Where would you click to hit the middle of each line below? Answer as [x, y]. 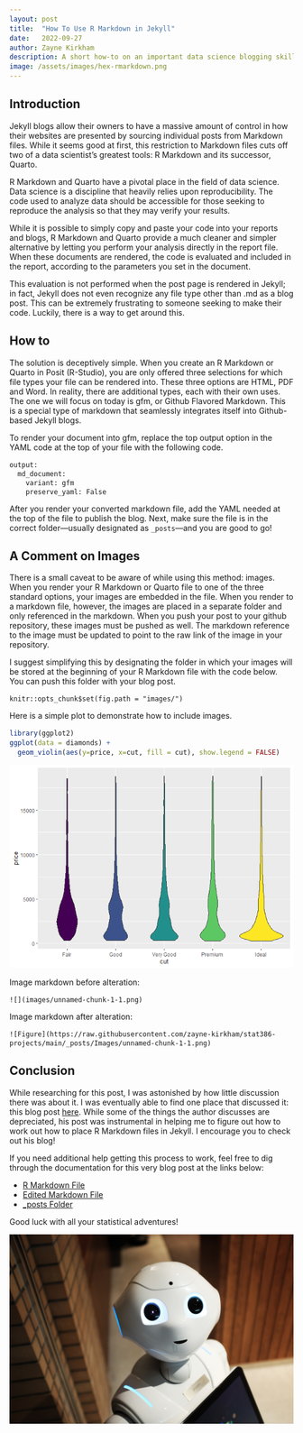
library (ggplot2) [42, 734]
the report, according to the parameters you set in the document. [130, 266]
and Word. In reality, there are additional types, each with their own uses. [145, 391]
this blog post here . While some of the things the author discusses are [140, 1111]
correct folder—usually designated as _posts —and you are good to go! [141, 528]
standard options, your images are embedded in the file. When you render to [151, 597]
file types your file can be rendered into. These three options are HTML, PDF [151, 381]
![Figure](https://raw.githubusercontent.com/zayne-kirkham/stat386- [143, 1034]
